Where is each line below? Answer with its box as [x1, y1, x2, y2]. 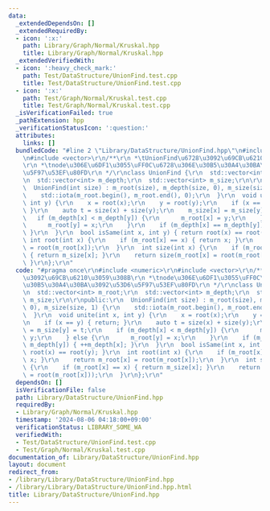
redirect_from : [8, 468, 59, 476]
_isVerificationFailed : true [15, 109, 113, 117]
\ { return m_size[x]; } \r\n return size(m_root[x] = [22, 251, 218, 259]
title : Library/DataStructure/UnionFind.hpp [8, 490, 160, 499]
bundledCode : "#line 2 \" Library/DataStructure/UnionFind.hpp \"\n [15, 146, 243, 155]
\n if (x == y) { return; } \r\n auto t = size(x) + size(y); [22, 319, 253, 327]
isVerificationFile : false [15, 385, 106, 394]
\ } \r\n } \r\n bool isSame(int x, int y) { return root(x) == [22, 229, 243, 237]
